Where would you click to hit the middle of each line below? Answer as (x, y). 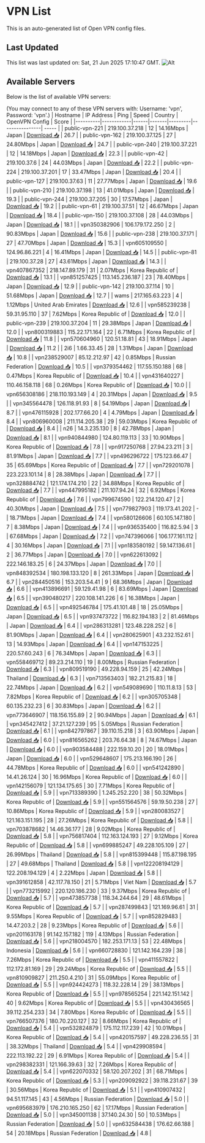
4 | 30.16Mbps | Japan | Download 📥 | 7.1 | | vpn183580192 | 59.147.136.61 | (101, 545)
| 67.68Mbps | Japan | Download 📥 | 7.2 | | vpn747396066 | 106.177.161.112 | (102, 536)
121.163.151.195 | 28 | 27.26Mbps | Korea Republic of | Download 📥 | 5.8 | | (99, 820)
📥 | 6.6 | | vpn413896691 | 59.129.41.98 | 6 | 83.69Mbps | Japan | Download (102, 588)
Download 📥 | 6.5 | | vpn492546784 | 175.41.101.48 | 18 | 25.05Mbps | (95, 607)
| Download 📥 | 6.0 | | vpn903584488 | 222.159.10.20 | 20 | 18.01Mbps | (97, 749)
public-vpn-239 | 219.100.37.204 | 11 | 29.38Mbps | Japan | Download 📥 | (99, 323)
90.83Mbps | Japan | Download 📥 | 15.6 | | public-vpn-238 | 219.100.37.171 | (102, 233)
